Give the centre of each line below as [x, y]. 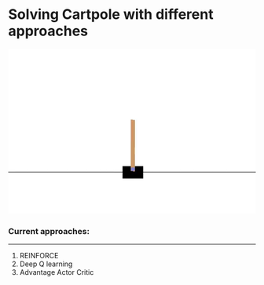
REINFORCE [39, 256]
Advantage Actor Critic [57, 272]
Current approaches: [49, 231]
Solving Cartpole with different [111, 15]
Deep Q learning [46, 264]
